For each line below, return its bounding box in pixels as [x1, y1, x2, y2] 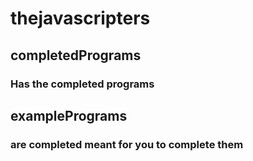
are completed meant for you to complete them [10, 137, 244, 151]
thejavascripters [10, 7, 151, 30]
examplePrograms [10, 107, 128, 124]
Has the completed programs [10, 77, 155, 91]
